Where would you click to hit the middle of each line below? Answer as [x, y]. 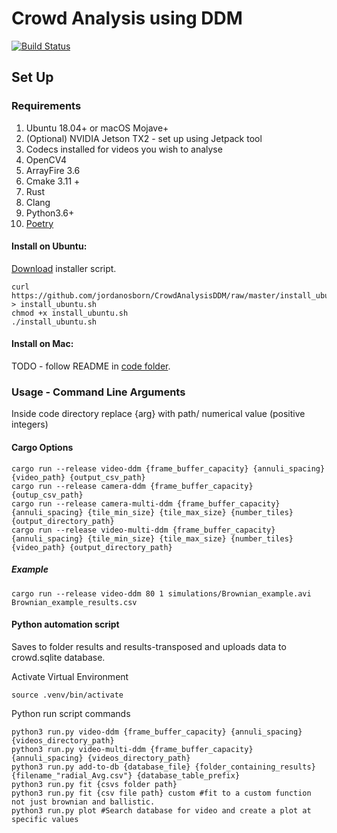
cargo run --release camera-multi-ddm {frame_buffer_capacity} [146, 503]
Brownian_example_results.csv [74, 602]
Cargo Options [42, 447]
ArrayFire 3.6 [53, 170]
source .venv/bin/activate [67, 695]
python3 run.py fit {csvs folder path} [94, 784]
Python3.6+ [50, 213]
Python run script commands [71, 713]
